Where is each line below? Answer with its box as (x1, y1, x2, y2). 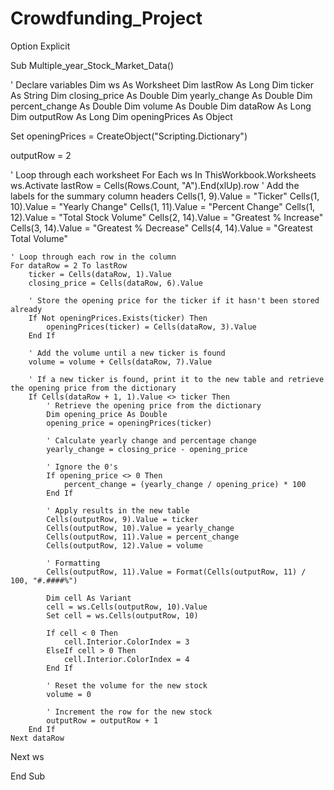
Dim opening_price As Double (46, 409, 168, 419)
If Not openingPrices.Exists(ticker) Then (28, 313, 208, 323)
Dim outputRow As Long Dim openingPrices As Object (10, 110, 233, 122)
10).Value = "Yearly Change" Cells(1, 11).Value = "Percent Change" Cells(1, (10, 200, 316, 212)
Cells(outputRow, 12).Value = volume (46, 540, 203, 551)
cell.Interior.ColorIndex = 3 (63, 637, 190, 647)
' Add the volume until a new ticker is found (28, 348, 226, 358)
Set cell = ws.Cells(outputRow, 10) (46, 610, 199, 621)
